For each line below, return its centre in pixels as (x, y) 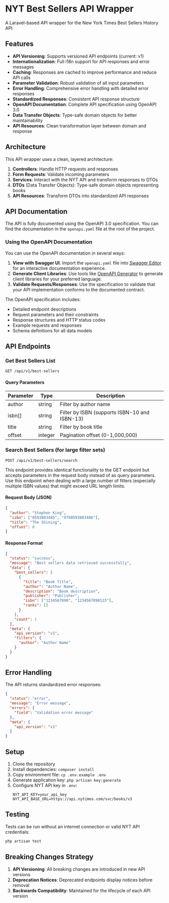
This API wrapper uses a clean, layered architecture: (59, 159)
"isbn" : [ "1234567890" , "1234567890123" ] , (68, 600)
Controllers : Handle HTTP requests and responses (65, 169)
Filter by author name (85, 404)
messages (23, 67)
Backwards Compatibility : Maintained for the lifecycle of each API (81, 890)
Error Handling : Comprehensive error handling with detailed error (80, 88)
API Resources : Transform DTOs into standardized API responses (81, 196)
